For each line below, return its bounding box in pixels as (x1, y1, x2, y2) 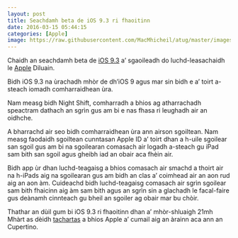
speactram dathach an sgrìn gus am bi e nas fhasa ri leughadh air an (7, 106, 208, 115)
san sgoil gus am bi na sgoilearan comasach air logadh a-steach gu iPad (7, 142, 219, 151)
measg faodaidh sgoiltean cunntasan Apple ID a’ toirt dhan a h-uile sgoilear (7, 135, 227, 144)
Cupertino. (7, 222, 39, 231)
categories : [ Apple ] (7, 30, 69, 38)
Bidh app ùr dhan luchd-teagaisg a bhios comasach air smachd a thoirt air (7, 164, 224, 172)
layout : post (7, 10, 46, 18)
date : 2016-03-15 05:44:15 (7, 23, 87, 30)
